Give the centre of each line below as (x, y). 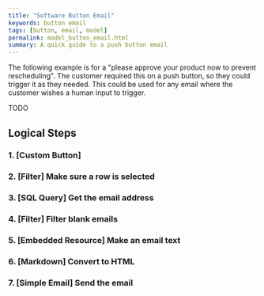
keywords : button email (47, 23)
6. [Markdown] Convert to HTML (72, 262)
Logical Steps (42, 133)
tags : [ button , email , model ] (58, 30)
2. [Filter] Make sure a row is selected (82, 176)
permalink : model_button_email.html (68, 38)
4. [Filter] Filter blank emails (63, 219)
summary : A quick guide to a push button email (88, 45)
